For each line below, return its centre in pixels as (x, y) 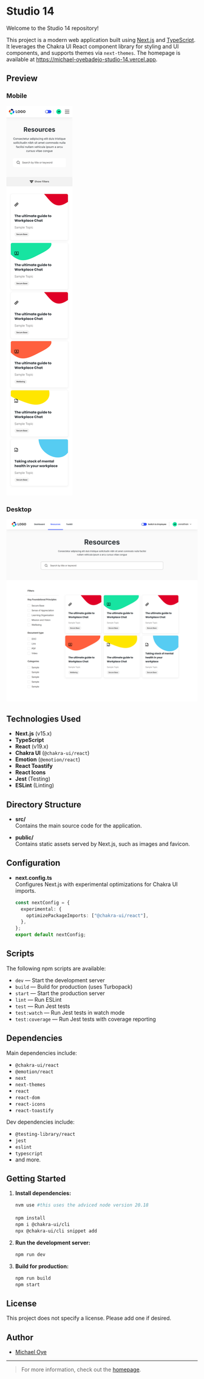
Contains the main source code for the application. (78, 825)
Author (20, 1337)
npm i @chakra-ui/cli (42, 1225)
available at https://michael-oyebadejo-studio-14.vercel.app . (82, 59)
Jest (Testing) (32, 779)
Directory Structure (44, 805)
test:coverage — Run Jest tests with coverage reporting (85, 1019)
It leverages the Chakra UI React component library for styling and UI (93, 46)
